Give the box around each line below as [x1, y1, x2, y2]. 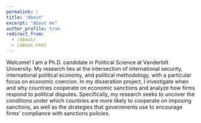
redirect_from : [6, 31, 44, 37]
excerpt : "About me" [6, 20, 58, 26]
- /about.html [11, 43, 47, 49]
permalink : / [6, 8, 39, 15]
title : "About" [6, 14, 44, 20]
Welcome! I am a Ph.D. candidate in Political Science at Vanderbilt [6, 58, 169, 66]
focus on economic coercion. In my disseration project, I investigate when [6, 77, 189, 85]
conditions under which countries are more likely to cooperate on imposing [6, 97, 192, 104]
